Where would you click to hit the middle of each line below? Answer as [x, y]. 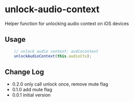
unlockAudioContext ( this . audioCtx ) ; [53, 56]
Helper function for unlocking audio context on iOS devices [67, 23]
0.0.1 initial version [31, 95]
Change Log [24, 72]
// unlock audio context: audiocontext [56, 51]
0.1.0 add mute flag [32, 90]
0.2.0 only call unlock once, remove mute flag [60, 84]
